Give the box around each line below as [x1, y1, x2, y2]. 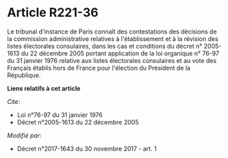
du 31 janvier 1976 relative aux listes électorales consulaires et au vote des [7, 56, 217, 64]
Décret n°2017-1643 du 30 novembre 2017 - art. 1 [16, 144, 157, 153]
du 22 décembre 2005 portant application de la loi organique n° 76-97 [21, 49, 220, 57]
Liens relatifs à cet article [7, 84, 81, 92]
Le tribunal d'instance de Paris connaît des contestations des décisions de [7, 27, 217, 36]
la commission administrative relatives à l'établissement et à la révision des [7, 34, 219, 42]
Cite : [7, 97, 21, 105]
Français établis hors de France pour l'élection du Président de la [7, 64, 190, 72]
